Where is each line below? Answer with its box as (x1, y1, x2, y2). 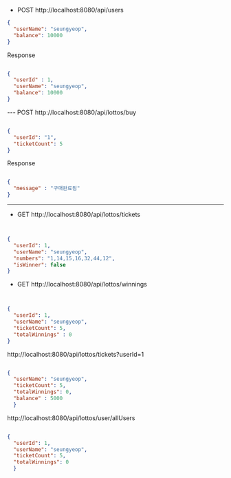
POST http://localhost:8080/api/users (16, 6, 124, 14)
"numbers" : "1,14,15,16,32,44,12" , (13, 255, 115, 262)
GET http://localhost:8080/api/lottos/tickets (16, 210, 141, 218)
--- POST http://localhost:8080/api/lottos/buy (7, 108, 137, 116)
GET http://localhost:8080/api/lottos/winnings (16, 280, 148, 289)
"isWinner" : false (13, 261, 67, 268)
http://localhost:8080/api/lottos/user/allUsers (7, 413, 135, 422)
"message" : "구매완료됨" (13, 185, 80, 192)
